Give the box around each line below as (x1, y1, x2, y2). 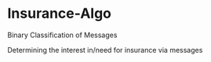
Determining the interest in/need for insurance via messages (7, 45, 203, 54)
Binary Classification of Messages (7, 30, 118, 40)
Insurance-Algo (7, 5, 111, 22)
